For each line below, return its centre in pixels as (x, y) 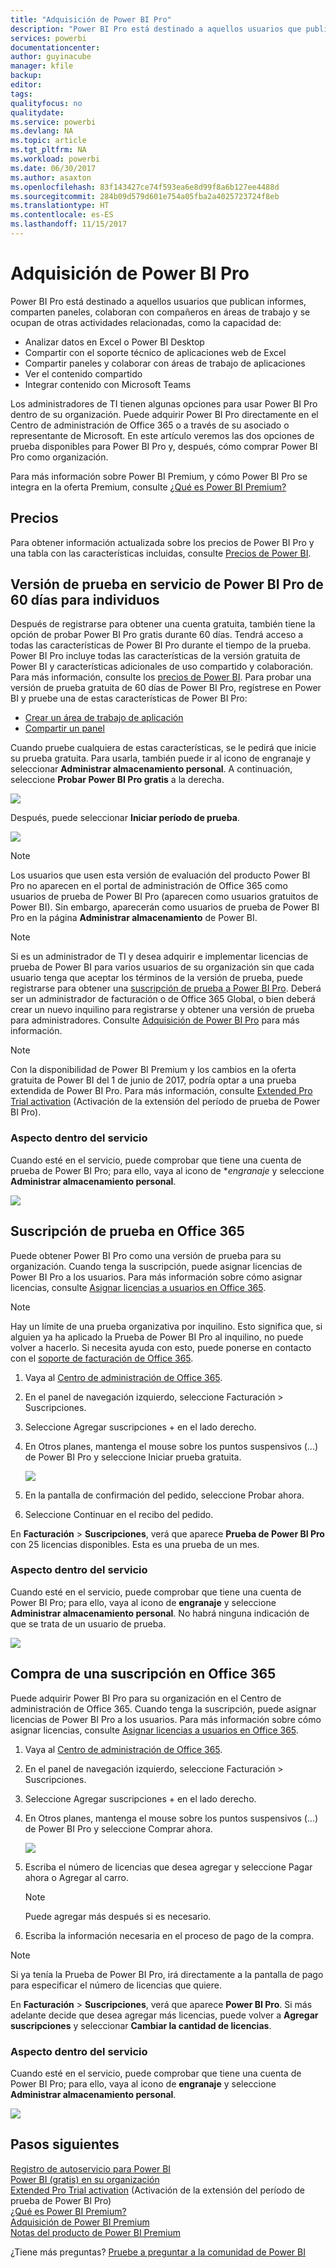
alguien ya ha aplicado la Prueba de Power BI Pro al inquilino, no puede (157, 1337)
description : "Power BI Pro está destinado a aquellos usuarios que (156, 29)
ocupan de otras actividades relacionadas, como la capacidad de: (146, 322)
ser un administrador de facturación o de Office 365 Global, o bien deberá (163, 999)
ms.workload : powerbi (55, 159)
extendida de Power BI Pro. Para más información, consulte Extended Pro (161, 1091)
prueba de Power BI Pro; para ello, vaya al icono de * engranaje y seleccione (167, 1170)
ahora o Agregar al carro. (76, 1877)
